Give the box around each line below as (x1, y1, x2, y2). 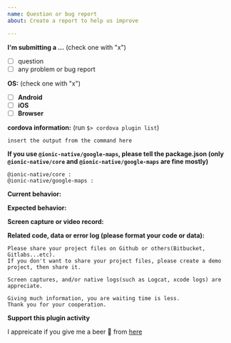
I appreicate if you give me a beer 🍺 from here (7, 327, 143, 336)
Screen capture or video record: (7, 217, 104, 225)
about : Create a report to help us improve (7, 17, 139, 24)
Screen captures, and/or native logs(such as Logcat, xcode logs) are (7, 276, 222, 283)
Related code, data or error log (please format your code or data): (7, 231, 205, 240)
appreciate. (7, 282, 43, 290)
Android (17, 93, 43, 101)
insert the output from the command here (7, 137, 133, 144)
